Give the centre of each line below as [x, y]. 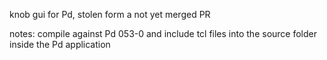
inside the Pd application [60, 44]
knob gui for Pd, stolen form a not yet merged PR [110, 14]
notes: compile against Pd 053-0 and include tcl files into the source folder [163, 33]
